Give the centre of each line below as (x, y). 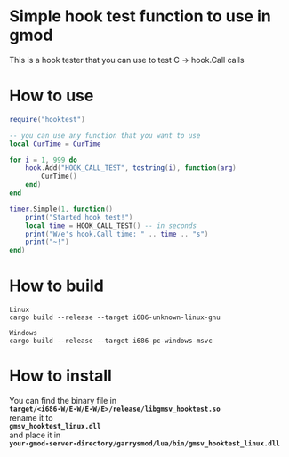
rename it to (31, 418)
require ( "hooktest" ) (48, 119)
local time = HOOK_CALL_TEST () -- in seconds (111, 225)
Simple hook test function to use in (140, 16)
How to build (56, 286)
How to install (61, 376)
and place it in (35, 435)
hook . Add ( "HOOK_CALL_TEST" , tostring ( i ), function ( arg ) (131, 168)
